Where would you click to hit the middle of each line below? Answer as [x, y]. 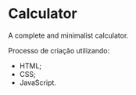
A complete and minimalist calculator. [68, 35]
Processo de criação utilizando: [59, 50]
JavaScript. [38, 82]
